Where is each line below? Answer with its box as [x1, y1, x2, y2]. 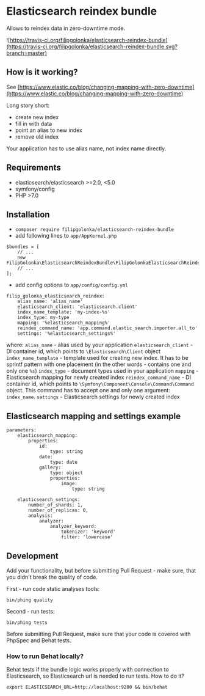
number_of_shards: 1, [28, 502, 84, 508]
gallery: [38, 464, 62, 471]
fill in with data [15, 120, 52, 127]
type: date [49, 460, 78, 466]
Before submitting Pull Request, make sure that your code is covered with [6, 631, 191, 637]
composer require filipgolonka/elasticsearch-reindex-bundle [15, 227, 174, 233]
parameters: [6, 427, 37, 433]
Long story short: [6, 101, 50, 109]
